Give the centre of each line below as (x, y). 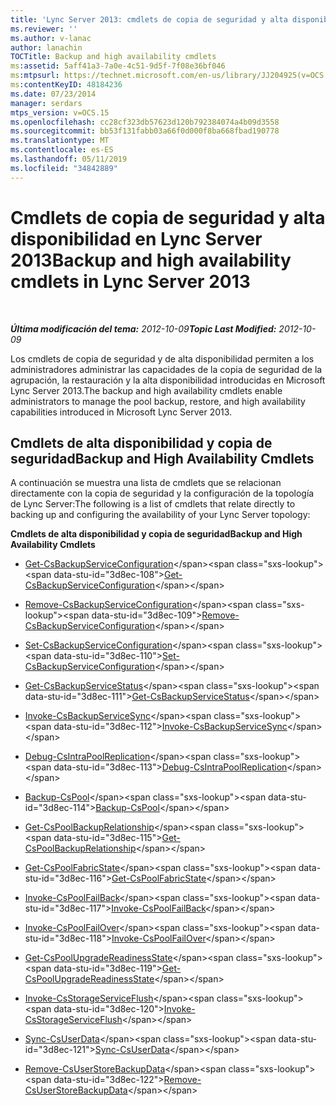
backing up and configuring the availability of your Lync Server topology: (160, 515)
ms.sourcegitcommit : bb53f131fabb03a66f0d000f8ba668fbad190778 (145, 131)
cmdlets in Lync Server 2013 (130, 281)
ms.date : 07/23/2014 (53, 94)
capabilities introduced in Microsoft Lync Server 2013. (121, 412)
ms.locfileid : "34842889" (64, 168)
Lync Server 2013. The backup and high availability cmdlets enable (146, 390)
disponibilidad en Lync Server (136, 238)
